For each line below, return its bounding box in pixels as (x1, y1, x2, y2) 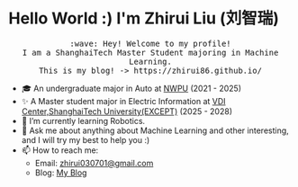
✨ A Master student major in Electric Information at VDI (21, 95, 226, 106)
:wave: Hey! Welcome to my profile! (69, 38, 231, 49)
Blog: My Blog (34, 167, 87, 178)
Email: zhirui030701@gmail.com (34, 157, 154, 168)
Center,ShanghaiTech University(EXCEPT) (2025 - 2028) (21, 105, 233, 117)
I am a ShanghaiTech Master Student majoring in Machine (22, 47, 279, 58)
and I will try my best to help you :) (21, 134, 150, 145)
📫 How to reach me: (21, 145, 99, 156)
